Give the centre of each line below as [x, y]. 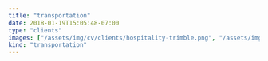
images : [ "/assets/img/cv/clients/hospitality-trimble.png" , [112, 38]
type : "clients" [35, 30]
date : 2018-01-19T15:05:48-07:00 [64, 23]
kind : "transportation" [48, 45]
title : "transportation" [49, 15]
